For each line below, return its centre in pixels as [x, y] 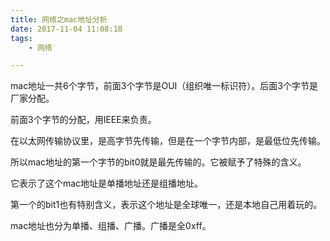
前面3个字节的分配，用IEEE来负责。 [83, 120]
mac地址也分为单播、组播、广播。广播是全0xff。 [111, 226]
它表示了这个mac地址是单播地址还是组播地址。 [107, 183]
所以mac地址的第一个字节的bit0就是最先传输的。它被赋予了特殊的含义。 [158, 162]
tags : [21, 38]
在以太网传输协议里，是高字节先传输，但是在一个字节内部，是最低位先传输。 [168, 141]
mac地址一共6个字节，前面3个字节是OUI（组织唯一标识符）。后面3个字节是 [164, 86]
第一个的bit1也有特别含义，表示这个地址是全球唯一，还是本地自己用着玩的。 [166, 205]
